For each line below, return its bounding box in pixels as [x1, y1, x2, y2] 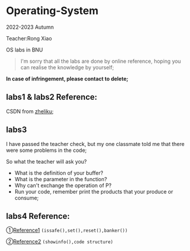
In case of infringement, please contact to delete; [6, 75, 129, 82]
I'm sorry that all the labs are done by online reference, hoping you [20, 57, 181, 65]
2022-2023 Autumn [6, 23, 54, 30]
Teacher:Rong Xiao [6, 35, 53, 42]
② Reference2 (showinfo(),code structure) [6, 238, 113, 245]
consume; [14, 194, 39, 201]
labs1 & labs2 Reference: [6, 92, 98, 102]
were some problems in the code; [6, 147, 87, 154]
